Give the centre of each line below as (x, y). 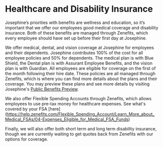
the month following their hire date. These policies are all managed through (80, 73)
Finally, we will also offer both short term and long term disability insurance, (81, 128)
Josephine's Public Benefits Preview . (42, 89)
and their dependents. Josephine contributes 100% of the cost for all (74, 53)
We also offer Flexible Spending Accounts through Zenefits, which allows (78, 98)
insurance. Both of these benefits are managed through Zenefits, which (77, 33)
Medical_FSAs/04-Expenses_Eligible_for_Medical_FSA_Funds (67, 119)
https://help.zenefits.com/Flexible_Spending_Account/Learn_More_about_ (81, 114)
